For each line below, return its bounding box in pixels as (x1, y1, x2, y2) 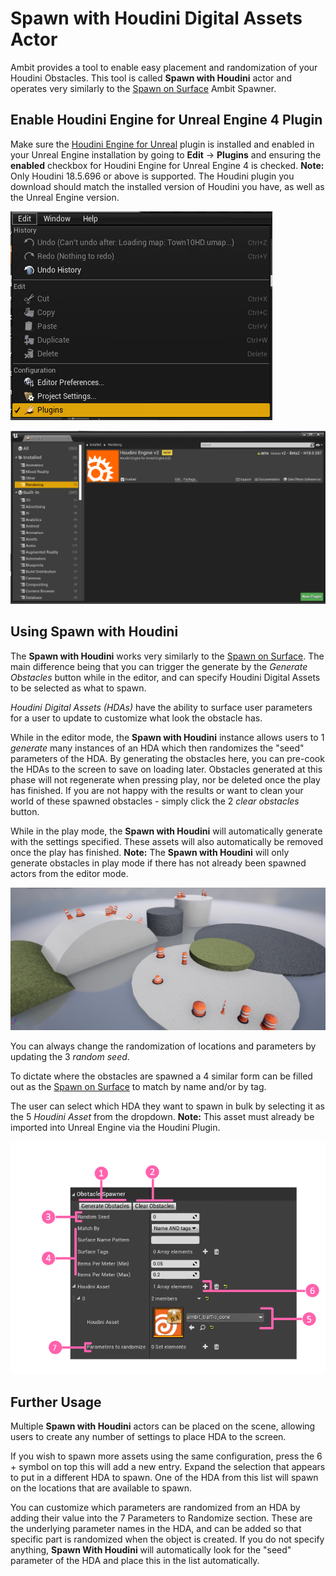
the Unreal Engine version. (10, 191, 120, 203)
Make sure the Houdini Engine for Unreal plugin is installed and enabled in (10, 138, 315, 150)
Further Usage (10, 1393, 102, 1411)
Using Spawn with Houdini (10, 623, 179, 641)
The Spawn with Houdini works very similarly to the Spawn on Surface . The (10, 650, 325, 662)
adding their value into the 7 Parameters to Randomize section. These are (10, 1512, 313, 1524)
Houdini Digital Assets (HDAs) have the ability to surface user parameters (10, 701, 313, 713)
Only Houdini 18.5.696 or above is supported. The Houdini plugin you (10, 170, 295, 182)
